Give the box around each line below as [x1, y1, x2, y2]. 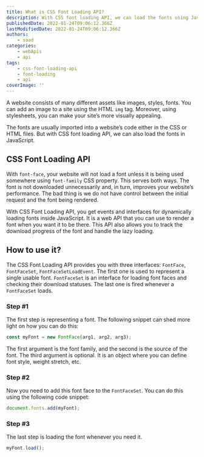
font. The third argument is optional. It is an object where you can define [6, 351, 187, 359]
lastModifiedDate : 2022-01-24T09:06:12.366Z [6, 26, 121, 32]
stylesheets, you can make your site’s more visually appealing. [6, 112, 163, 119]
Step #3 [6, 419, 30, 428]
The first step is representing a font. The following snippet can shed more [6, 315, 191, 323]
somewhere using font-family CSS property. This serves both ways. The [6, 177, 189, 184]
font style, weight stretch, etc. [6, 358, 81, 365]
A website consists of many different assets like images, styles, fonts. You [6, 99, 191, 106]
